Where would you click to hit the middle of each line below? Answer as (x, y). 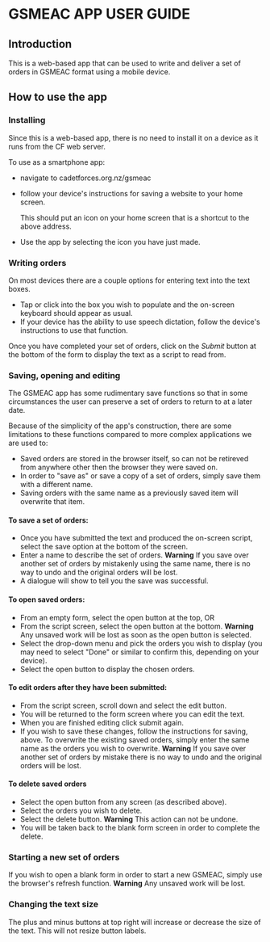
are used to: (28, 443)
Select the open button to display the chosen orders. (107, 669)
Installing (27, 120)
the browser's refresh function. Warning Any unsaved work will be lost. (127, 883)
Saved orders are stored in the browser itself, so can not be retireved (134, 459)
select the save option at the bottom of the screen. (104, 547)
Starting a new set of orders (64, 857)
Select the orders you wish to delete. (81, 811)
